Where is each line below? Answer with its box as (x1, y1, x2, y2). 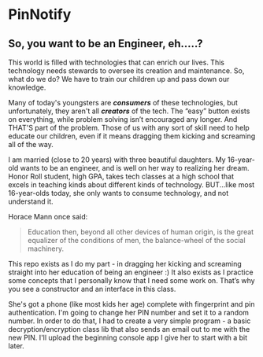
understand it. (8, 197, 54, 206)
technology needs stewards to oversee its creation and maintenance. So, (8, 66, 245, 75)
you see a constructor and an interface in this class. (8, 285, 176, 293)
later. (8, 341, 25, 351)
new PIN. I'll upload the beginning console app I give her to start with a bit (8, 333, 248, 342)
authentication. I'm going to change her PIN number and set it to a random (8, 308, 250, 317)
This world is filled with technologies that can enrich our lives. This (8, 57, 224, 67)
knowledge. (8, 83, 46, 92)
